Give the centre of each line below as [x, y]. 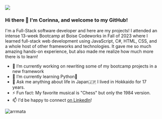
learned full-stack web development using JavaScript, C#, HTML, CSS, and [81, 41]
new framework [28, 71]
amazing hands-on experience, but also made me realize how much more [79, 51]
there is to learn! [22, 57]
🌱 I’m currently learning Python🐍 [45, 77]
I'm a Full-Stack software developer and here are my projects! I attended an [81, 31]
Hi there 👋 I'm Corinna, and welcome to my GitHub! [67, 20]
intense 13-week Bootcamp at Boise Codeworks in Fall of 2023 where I [77, 36]
